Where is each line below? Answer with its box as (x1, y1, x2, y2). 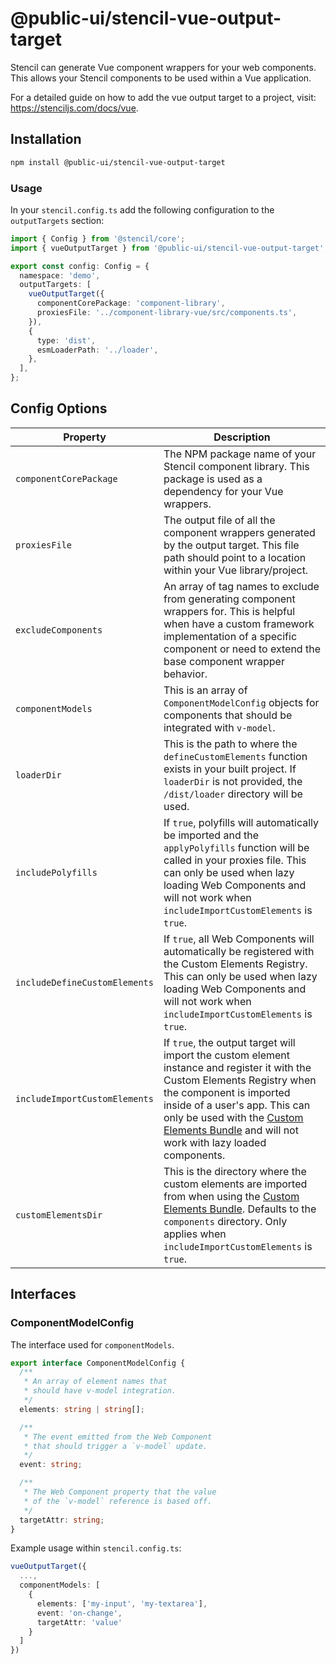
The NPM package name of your (163, 447, 317, 461)
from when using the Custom (163, 1189, 300, 1203)
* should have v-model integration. (23, 1386, 177, 1396)
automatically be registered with (163, 944, 315, 958)
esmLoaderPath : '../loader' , (36, 345, 159, 355)
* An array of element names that (23, 1377, 168, 1387)
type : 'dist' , (36, 335, 97, 346)
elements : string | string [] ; (19, 1404, 145, 1414)
